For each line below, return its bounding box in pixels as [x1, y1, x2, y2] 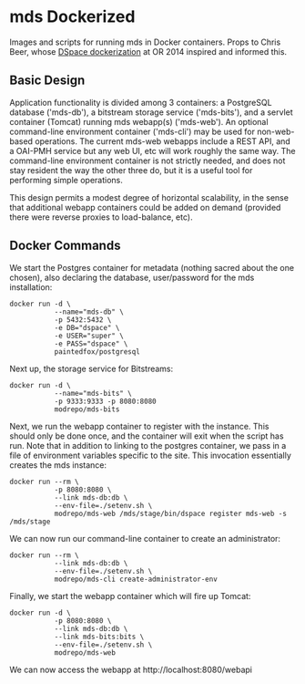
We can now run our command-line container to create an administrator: [9, 533, 280, 544]
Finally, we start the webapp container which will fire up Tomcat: [9, 590, 251, 601]
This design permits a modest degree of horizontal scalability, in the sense [9, 192, 290, 202]
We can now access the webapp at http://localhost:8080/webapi [9, 664, 253, 675]
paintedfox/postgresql [54, 347, 141, 357]
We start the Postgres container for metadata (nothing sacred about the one [9, 262, 294, 273]
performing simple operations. [9, 174, 123, 185]
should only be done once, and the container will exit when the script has [9, 430, 284, 441]
